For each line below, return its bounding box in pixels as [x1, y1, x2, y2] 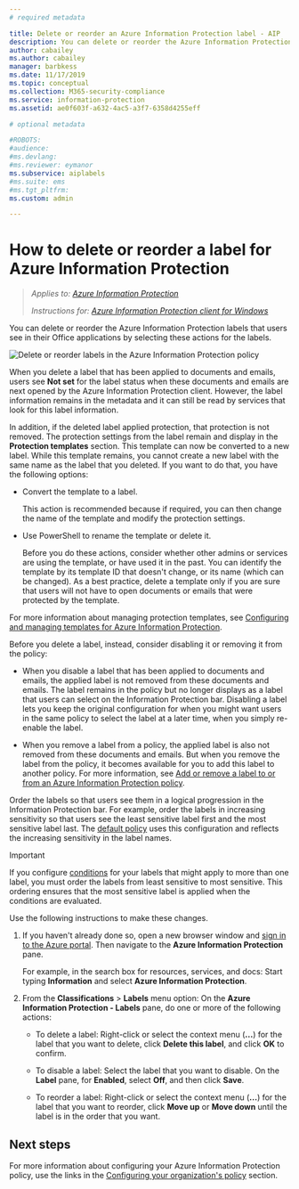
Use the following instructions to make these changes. [9, 913, 209, 924]
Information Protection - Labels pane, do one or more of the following [21, 1003, 281, 1014]
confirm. [35, 1048, 67, 1059]
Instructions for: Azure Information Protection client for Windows [30, 305, 269, 316]
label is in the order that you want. [35, 1111, 161, 1122]
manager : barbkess [9, 62, 77, 71]
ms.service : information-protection [9, 95, 145, 104]
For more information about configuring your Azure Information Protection [9, 1160, 280, 1171]
